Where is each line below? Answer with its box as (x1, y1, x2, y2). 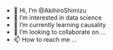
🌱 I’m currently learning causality (13, 21, 106, 28)
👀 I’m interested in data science (13, 14, 102, 22)
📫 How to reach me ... (13, 36, 77, 43)
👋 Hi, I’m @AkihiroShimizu (13, 7, 86, 14)
